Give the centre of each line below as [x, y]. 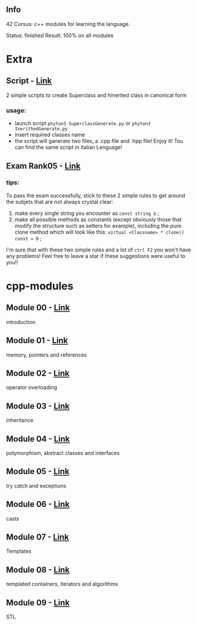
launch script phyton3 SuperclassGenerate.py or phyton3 [83, 123]
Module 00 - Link [38, 308]
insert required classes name [50, 135]
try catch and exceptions [36, 486]
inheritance [20, 420]
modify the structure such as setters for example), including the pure [98, 225]
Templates [19, 551]
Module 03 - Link [38, 406]
